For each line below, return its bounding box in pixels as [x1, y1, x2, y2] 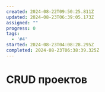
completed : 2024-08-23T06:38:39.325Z [6, 47, 100, 53]
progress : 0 [6, 25, 36, 31]
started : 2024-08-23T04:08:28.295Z [6, 42, 94, 48]
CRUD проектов [6, 72, 88, 86]
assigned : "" [6, 20, 39, 26]
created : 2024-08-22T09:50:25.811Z [6, 8, 94, 15]
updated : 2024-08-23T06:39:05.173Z [6, 14, 94, 20]
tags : [6, 31, 20, 37]
